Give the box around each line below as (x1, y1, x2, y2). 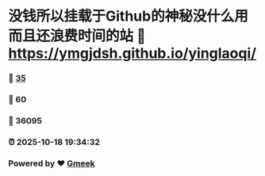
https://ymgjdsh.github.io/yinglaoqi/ (8, 44, 256, 63)
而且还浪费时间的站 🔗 (8, 27, 147, 45)
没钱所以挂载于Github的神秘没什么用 (8, 7, 248, 25)
